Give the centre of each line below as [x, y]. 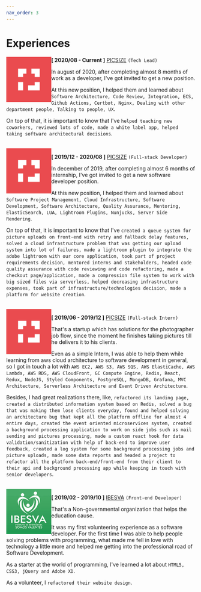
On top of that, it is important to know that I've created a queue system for [99, 230]
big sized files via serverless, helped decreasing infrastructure [92, 282]
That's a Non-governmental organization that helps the [119, 509]
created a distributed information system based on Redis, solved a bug [99, 404]
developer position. [75, 181]
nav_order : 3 [22, 13]
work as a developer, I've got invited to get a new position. [123, 78]
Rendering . [19, 218]
